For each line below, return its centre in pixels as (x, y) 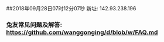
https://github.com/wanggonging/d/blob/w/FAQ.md (82, 32)
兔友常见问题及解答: (34, 25)
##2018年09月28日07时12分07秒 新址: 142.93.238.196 (71, 8)
